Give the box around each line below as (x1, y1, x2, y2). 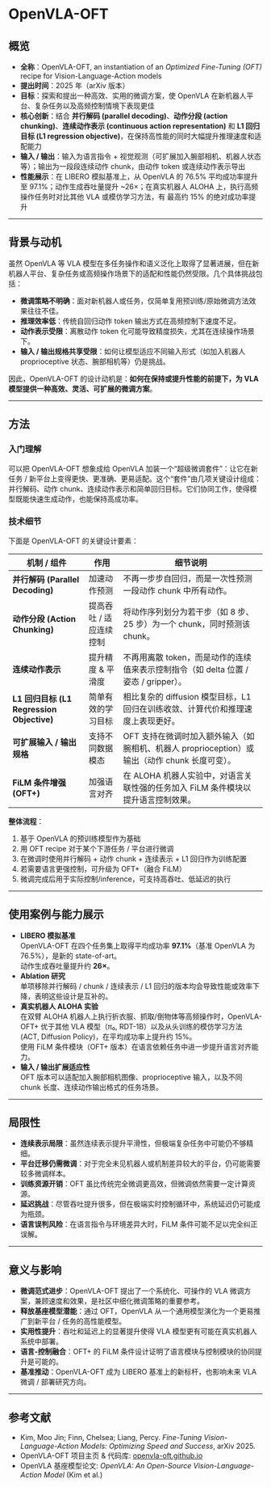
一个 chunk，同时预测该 (160, 618, 251, 629)
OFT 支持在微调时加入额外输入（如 (123, 730, 255, 741)
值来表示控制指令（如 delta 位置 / (123, 664, 248, 675)
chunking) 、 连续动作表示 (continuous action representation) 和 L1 (19, 121, 244, 130)
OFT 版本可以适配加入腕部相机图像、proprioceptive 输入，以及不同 (19, 1072, 243, 1082)
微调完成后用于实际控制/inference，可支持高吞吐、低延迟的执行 (19, 874, 231, 884)
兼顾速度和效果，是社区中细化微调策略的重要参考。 (34, 1296, 204, 1306)
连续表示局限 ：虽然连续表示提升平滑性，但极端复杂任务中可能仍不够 (19, 1138, 247, 1148)
